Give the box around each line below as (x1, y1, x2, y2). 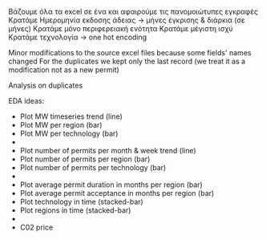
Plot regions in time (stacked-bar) (19, 205, 131, 215)
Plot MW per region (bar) (19, 120, 103, 129)
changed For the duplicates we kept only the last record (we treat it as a (8, 56, 246, 66)
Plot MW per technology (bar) (19, 128, 119, 138)
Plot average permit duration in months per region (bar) (19, 180, 203, 189)
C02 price (19, 222, 54, 232)
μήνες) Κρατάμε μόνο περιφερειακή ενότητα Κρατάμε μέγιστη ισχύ (8, 24, 234, 33)
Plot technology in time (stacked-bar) (19, 197, 144, 206)
